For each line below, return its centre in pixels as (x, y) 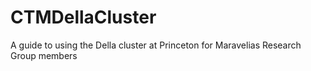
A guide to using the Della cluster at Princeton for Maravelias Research (156, 45)
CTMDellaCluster (83, 17)
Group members (44, 55)
